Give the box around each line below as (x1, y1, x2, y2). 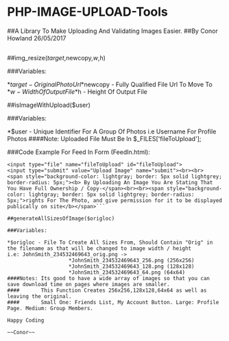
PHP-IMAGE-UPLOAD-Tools (7, 4, 168, 20)
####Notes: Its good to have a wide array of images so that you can (7, 275, 210, 282)
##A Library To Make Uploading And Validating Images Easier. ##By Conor (7, 27, 218, 35)
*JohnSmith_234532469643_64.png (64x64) (68, 269, 186, 276)
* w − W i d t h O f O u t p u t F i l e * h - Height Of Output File (7, 88, 147, 96)
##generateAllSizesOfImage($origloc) (7, 215, 115, 223)
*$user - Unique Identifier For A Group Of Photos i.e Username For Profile (7, 127, 217, 136)
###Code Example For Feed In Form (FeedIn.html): (7, 148, 151, 156)
